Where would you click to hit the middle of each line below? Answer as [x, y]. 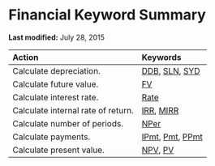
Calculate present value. [59, 150]
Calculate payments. [52, 137]
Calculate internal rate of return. [73, 110]
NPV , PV [158, 150]
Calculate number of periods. [68, 123]
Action [26, 57]
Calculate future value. [56, 84]
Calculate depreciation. [57, 70]
